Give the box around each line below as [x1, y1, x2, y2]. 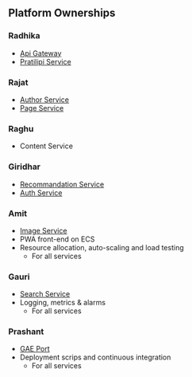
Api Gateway [19, 48, 62, 58]
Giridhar [8, 161, 41, 172]
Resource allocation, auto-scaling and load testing [19, 242, 184, 252]
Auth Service [19, 187, 63, 198]
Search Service [19, 289, 71, 299]
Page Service [19, 103, 64, 112]
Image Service [19, 226, 67, 235]
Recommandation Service [19, 179, 105, 189]
